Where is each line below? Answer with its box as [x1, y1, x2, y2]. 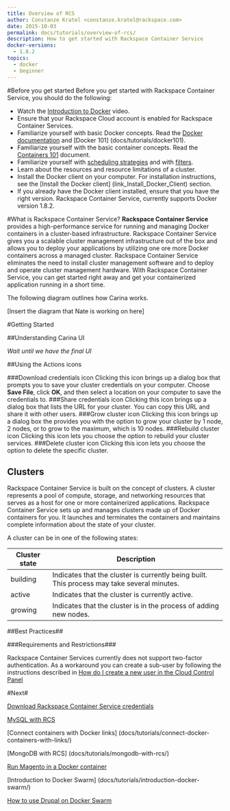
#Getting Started [7, 320, 54, 328]
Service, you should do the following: [7, 93, 112, 101]
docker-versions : [7, 42, 57, 49]
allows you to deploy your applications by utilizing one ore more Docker [7, 244, 209, 252]
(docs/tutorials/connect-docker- [118, 729, 210, 737]
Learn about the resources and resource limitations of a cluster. [16, 165, 196, 173]
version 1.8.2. [16, 202, 55, 210]
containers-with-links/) [7, 736, 72, 745]
